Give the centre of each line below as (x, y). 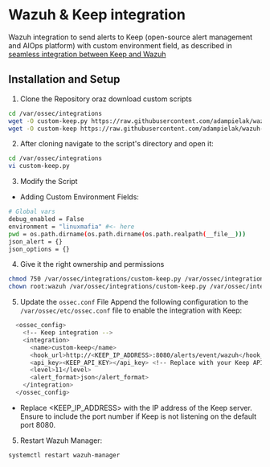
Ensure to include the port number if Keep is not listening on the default (138, 416)
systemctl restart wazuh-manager (64, 455)
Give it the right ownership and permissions (92, 264)
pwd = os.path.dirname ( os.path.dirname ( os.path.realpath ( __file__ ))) (127, 234)
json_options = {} (39, 249)
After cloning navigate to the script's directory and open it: (117, 144)
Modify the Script (49, 182)
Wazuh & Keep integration (97, 15)
